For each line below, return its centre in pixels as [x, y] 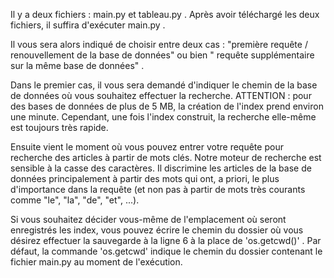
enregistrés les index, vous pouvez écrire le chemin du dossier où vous [157, 230]
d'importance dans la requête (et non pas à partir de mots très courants [158, 189]
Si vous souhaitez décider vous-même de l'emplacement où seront [148, 219]
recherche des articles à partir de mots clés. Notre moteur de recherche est [166, 157]
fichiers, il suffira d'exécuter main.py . [88, 25]
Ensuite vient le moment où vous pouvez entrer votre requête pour [147, 147]
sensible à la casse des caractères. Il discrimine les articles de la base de [161, 168]
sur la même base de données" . [77, 65]
